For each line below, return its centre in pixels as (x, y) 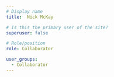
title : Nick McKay (30, 17)
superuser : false (27, 33)
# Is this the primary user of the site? (57, 27)
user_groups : (22, 60)
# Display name (25, 11)
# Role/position (26, 43)
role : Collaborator (30, 49)
